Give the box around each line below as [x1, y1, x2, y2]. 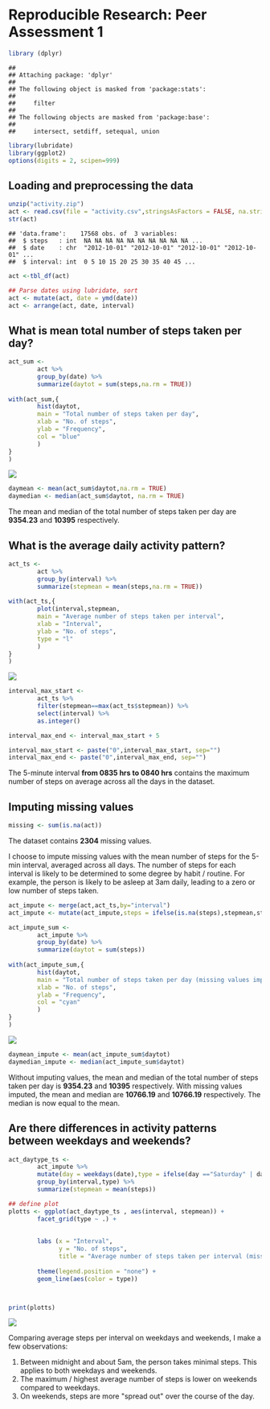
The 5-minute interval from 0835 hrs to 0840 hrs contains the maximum [8, 768, 250, 778]
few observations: [8, 1341, 68, 1351]
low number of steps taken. [8, 885, 99, 895]
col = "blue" [37, 433, 81, 441]
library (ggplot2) [8, 149, 67, 157]
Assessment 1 [8, 23, 104, 41]
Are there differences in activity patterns [8, 1121, 217, 1135]
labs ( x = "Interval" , [37, 1237, 113, 1245]
